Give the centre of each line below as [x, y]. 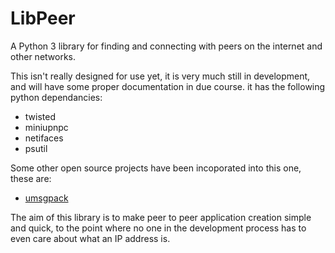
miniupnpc [46, 127]
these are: [31, 178]
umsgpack [46, 198]
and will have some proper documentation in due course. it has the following [168, 86]
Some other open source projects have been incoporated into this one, [156, 168]
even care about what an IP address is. [90, 238]
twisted [40, 116]
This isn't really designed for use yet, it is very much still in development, [160, 76]
